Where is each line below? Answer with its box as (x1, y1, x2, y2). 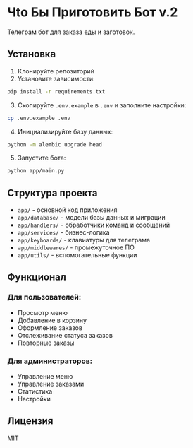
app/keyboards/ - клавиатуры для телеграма (17, 236, 150, 244)
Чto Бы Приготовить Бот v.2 (7, 4, 178, 20)
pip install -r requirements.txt (7, 88, 106, 95)
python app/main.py (7, 167, 65, 175)
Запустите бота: (17, 153, 66, 163)
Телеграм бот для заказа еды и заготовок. (7, 28, 135, 36)
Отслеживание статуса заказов (17, 331, 113, 339)
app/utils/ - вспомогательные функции (17, 251, 137, 259)
